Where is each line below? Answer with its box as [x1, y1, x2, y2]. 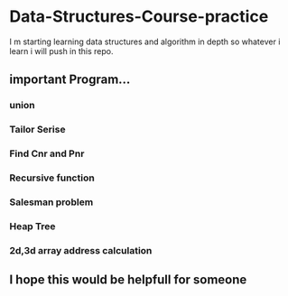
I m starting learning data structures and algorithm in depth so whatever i [9, 36, 281, 47]
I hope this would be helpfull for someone [9, 273, 247, 288]
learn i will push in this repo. [9, 45, 114, 56]
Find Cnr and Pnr [9, 147, 85, 160]
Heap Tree [9, 219, 56, 232]
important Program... [9, 72, 131, 88]
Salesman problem [9, 196, 94, 208]
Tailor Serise [9, 124, 66, 136]
